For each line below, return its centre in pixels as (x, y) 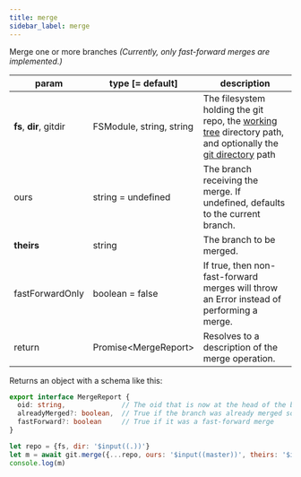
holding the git (233, 109)
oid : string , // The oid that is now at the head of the (152, 405)
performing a (230, 310)
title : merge (34, 17)
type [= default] (143, 83)
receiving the (231, 180)
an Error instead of (242, 299)
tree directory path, (244, 132)
